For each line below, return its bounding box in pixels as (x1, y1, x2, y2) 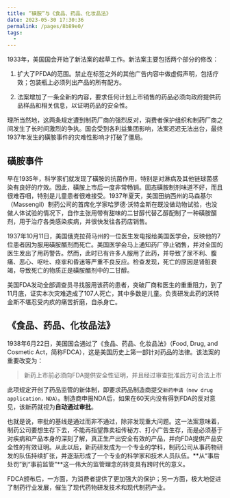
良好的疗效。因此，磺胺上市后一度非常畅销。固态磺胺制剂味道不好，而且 (18, 183, 223, 191)
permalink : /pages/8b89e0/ (7, 23, 84, 29)
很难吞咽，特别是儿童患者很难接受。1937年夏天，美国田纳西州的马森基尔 (7, 191, 212, 199)
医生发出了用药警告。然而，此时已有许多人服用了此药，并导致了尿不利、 (7, 249, 211, 257)
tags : (7, 29, 23, 36)
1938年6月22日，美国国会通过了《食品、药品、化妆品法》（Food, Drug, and (7, 339, 218, 347)
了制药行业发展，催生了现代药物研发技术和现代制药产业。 (7, 483, 169, 491)
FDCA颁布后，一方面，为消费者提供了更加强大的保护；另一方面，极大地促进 (7, 474, 221, 483)
